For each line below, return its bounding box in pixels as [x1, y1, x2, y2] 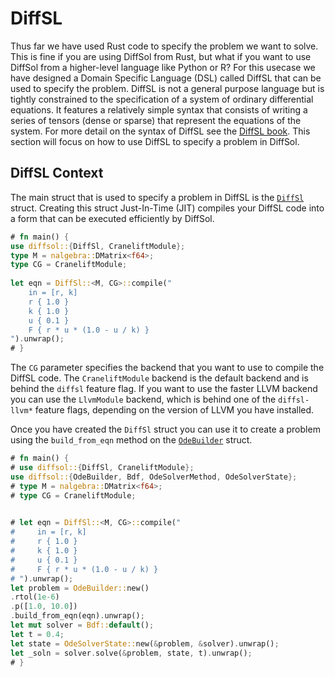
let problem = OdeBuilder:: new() [10, 583, 150, 593]
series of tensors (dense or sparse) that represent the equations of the [10, 114, 302, 126]
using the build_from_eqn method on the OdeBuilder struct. [10, 434, 253, 446]
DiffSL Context [10, 165, 104, 182]
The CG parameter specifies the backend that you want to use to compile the [10, 362, 325, 374]
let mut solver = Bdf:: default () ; [10, 620, 155, 630]
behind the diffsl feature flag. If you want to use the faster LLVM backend [10, 383, 318, 395]
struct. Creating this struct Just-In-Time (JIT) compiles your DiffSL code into [10, 202, 325, 214]
